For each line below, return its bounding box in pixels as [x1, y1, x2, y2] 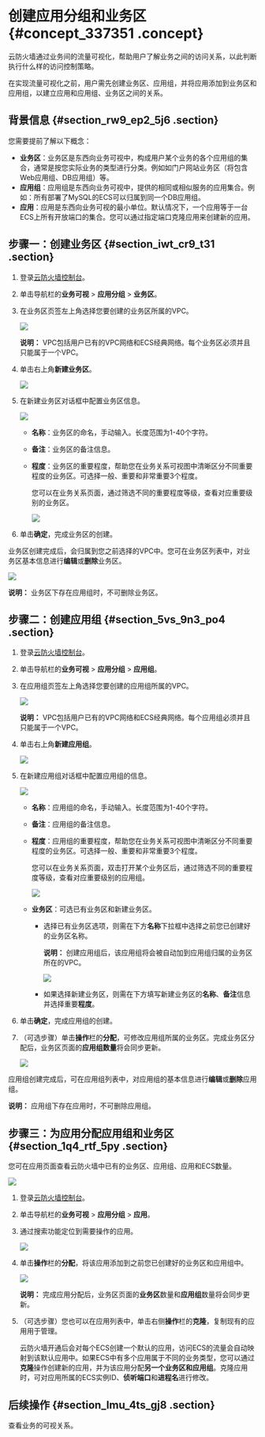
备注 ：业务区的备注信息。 [31, 444, 115, 454]
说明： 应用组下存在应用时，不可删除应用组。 [8, 1101, 155, 1111]
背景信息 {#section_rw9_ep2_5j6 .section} [8, 114, 219, 127]
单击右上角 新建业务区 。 [19, 364, 96, 374]
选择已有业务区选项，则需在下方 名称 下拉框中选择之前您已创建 [43, 922, 244, 931]
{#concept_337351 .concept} [8, 25, 204, 43]
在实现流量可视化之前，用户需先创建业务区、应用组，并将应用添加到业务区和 [8, 78, 257, 88]
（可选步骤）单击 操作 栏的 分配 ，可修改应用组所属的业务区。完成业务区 [19, 1033, 248, 1043]
